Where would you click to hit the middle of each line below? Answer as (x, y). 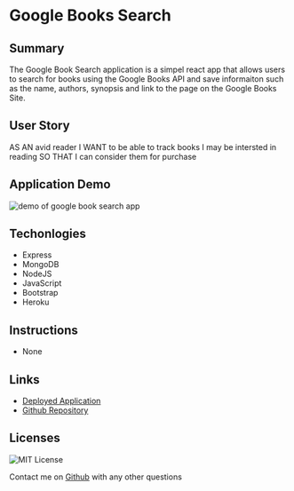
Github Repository (55, 410)
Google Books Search (90, 16)
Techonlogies (48, 234)
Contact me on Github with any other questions (95, 477)
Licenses (35, 438)
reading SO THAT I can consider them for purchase (103, 156)
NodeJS (37, 274)
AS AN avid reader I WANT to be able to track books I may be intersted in (143, 147)
